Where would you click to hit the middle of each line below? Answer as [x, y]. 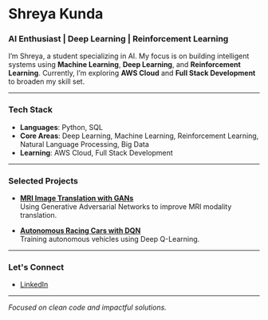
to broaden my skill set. [47, 81]
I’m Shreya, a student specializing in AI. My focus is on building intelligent [129, 56]
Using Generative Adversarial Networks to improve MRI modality [126, 207]
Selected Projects [43, 180]
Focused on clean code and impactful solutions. [88, 307]
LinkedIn [34, 285]
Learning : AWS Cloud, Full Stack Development [96, 152]
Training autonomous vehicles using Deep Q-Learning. [110, 239]
